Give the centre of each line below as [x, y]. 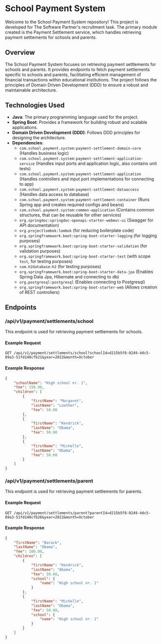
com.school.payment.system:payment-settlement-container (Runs [84, 199]
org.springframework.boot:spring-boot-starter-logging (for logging [88, 235]
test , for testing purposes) [46, 261]
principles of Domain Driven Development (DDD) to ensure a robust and [77, 85]
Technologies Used [35, 105]
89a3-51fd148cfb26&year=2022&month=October [50, 517]
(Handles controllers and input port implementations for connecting [87, 179]
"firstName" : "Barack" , [38, 543]
